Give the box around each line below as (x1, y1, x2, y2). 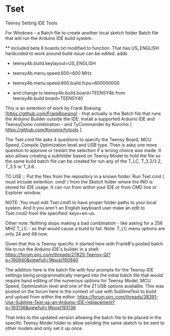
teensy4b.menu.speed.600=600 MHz (12, 70, 92, 76)
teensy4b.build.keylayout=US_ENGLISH (12, 60, 96, 66)
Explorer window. (5, 189, 42, 196)
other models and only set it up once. (5, 325, 83, 331)
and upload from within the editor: (5, 293, 77, 300)
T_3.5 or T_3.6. (5, 163, 36, 169)
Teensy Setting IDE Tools (5, 20, 57, 26)
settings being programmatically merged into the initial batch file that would (5, 272, 163, 278)
